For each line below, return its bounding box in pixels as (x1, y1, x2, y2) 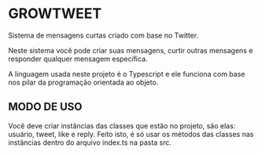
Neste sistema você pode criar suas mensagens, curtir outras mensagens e (8, 45, 253, 55)
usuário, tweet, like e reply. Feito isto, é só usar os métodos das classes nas (8, 129, 254, 139)
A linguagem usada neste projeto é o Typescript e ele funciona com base (8, 69, 245, 78)
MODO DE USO (8, 100, 83, 114)
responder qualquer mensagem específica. (8, 54, 148, 63)
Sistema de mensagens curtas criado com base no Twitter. (8, 31, 199, 40)
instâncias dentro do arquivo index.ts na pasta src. (8, 138, 172, 147)
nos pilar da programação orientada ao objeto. (8, 77, 159, 87)
